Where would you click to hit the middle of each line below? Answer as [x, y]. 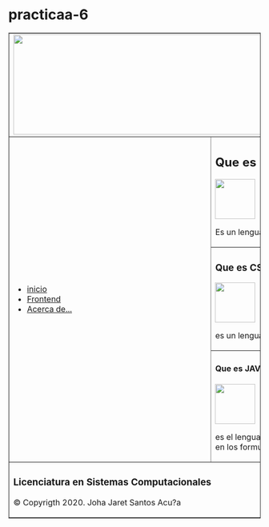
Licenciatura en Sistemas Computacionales [112, 482]
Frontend [44, 299]
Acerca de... [50, 309]
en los [227, 447]
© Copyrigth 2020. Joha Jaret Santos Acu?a [97, 502]
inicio [37, 289]
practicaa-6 [48, 15]
